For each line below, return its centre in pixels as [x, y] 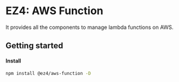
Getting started [34, 46]
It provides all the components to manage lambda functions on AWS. [89, 27]
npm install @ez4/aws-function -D [48, 73]
